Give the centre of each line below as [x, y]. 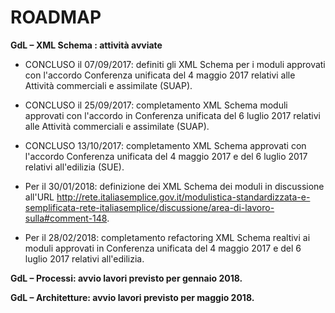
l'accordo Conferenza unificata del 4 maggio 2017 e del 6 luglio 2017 [166, 156]
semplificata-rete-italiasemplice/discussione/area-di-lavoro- [149, 207]
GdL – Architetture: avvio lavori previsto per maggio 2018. [132, 297]
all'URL [39, 197]
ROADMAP [56, 17]
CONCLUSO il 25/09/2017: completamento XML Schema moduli [156, 105]
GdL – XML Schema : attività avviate [86, 45]
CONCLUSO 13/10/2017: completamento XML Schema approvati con [165, 145]
